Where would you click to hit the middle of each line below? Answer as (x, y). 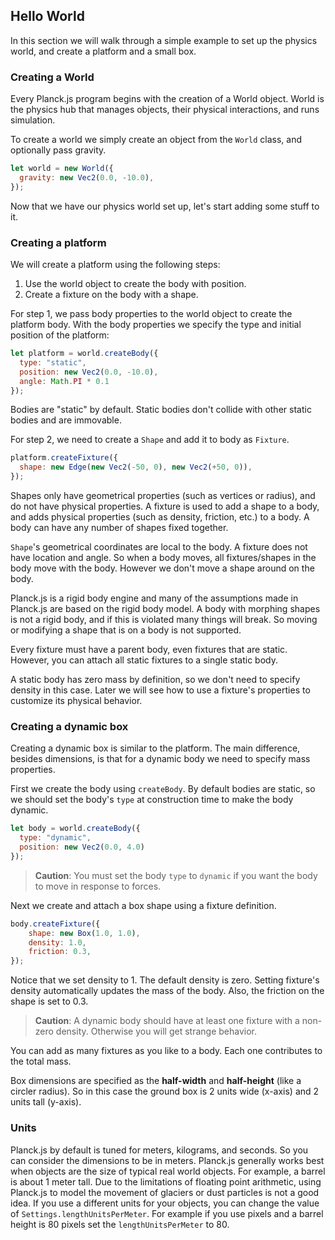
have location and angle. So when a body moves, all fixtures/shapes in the (163, 558)
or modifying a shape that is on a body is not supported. (126, 630)
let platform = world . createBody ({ (84, 354)
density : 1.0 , (57, 942)
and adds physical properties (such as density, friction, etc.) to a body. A (160, 517)
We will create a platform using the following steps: (115, 265)
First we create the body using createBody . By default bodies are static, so (163, 789)
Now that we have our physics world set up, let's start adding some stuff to (165, 206)
